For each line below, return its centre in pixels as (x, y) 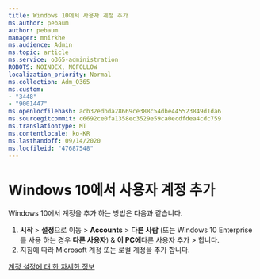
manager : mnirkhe (37, 38)
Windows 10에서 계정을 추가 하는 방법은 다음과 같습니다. (96, 213)
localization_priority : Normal (60, 75)
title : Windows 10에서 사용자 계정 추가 (68, 15)
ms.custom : (26, 89)
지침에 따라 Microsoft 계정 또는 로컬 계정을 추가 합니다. (105, 250)
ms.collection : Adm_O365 (49, 82)
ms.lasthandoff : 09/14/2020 (55, 141)
